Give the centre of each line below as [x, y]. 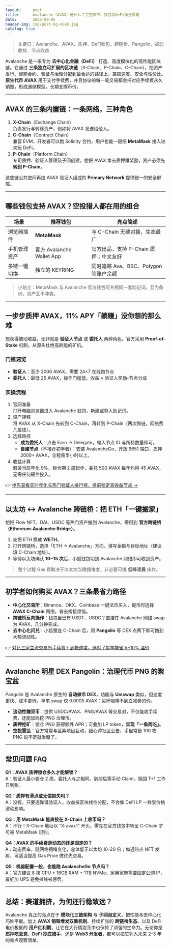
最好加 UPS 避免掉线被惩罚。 [36, 879]
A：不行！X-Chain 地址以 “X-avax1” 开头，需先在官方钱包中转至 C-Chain [81, 826]
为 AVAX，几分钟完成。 [37, 624]
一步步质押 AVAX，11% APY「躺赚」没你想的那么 [83, 316]
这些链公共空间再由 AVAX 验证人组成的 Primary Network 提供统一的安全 [81, 177]
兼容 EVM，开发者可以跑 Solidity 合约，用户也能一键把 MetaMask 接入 [87, 141]
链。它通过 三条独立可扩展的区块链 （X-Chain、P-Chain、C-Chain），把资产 [84, 68]
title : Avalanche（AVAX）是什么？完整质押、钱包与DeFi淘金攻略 [73, 15]
